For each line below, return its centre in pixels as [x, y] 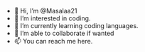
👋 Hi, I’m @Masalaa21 [45, 11]
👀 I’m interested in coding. [52, 18]
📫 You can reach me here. [53, 41]
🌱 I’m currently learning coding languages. [76, 26]
